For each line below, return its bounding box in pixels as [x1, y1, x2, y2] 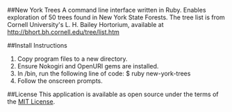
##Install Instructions [7, 41, 67, 49]
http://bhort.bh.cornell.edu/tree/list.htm [7, 28, 119, 36]
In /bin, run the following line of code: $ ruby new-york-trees [17, 69, 191, 77]
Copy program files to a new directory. [17, 55, 128, 63]
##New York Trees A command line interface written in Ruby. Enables [7, 6, 206, 14]
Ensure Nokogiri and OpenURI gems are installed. [17, 62, 159, 70]
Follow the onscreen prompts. [17, 77, 103, 85]
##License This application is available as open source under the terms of [7, 90, 219, 98]
